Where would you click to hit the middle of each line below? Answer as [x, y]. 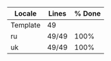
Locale [25, 13]
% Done [88, 13]
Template [26, 25]
